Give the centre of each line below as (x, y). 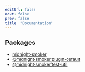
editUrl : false (20, 9)
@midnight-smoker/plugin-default (46, 59)
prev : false (17, 18)
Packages (20, 42)
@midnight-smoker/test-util (40, 65)
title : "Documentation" (29, 23)
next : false (17, 14)
